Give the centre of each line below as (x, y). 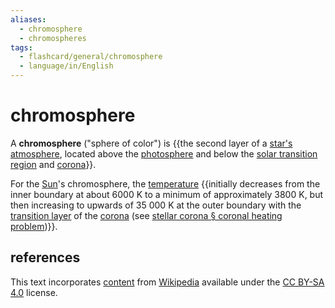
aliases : (28, 19)
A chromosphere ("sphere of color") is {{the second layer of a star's (151, 143)
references (45, 257)
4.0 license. (34, 292)
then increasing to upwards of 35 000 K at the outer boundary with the (156, 205)
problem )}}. (34, 226)
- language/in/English (66, 66)
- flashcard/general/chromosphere (91, 57)
